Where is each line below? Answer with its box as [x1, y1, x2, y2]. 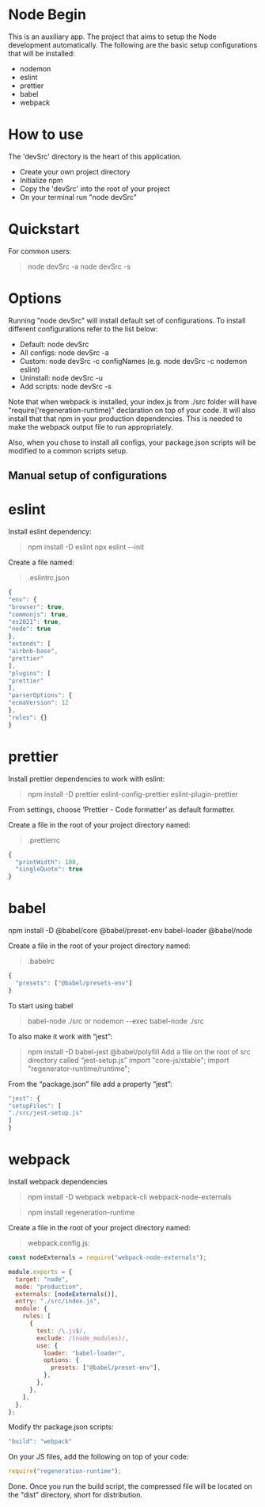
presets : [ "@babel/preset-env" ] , [50, 1364, 161, 1372]
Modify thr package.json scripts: [8, 1422, 114, 1432]
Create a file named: [8, 557, 74, 568]
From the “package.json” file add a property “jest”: [8, 1079, 172, 1088]
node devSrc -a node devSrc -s [27, 262, 131, 271]
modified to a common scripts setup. [8, 446, 128, 455]
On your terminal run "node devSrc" [19, 192, 137, 201]
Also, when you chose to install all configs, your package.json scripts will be [8, 438, 256, 447]
